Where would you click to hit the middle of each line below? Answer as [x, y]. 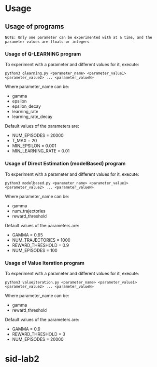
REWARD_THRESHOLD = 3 [38, 334]
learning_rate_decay [32, 117]
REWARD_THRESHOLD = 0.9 [40, 245]
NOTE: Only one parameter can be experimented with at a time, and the [78, 37]
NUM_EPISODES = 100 [35, 250]
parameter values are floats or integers [47, 42]
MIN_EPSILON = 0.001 [34, 146]
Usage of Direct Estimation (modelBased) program [65, 164]
